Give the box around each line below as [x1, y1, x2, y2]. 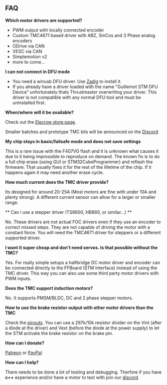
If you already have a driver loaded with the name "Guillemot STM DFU [12, 84, 158, 90]
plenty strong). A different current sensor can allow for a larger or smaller [5, 194, 156, 200]
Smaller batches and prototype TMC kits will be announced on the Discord [5, 129, 159, 135]
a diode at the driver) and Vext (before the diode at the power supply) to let [5, 325, 160, 331]
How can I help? [5, 359, 39, 365]
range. [5, 199, 19, 205]
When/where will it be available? [5, 109, 74, 115]
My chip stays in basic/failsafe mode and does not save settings [5, 138, 141, 144]
